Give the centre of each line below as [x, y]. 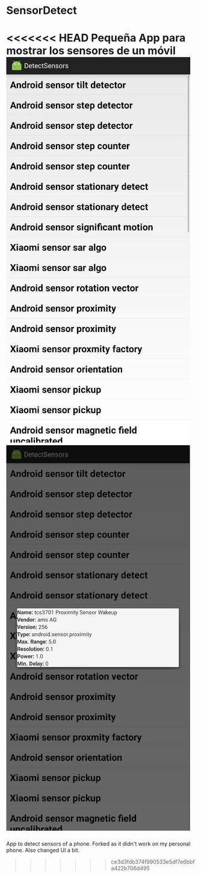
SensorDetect [42, 11]
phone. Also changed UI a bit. [43, 850]
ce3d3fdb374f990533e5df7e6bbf [153, 862]
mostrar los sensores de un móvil [91, 51]
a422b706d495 [130, 869]
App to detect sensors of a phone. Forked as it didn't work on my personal [98, 844]
